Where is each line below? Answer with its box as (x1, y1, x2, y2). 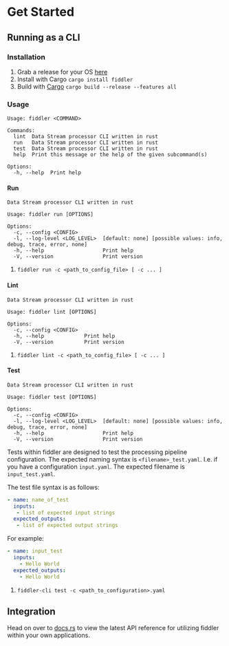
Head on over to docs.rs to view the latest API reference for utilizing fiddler (7, 624, 219, 632)
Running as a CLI (7, 32, 80, 43)
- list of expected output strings (16, 522, 118, 529)
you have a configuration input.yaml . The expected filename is (7, 462, 186, 471)
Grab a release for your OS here (17, 67, 108, 76)
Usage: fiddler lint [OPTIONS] (7, 308, 97, 315)
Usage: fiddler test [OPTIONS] (7, 394, 97, 400)
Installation (7, 52, 46, 62)
